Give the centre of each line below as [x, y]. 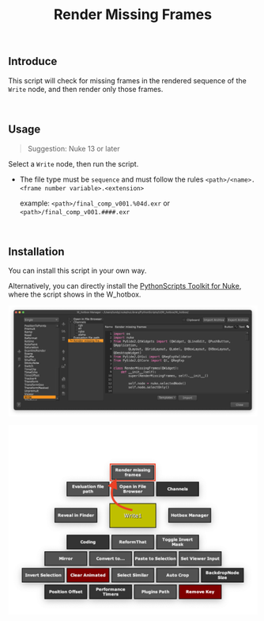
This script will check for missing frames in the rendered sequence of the [127, 80]
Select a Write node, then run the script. [74, 163]
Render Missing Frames [133, 15]
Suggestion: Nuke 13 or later [74, 148]
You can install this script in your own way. [77, 270]
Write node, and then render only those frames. [86, 89]
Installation [36, 251]
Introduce [33, 61]
